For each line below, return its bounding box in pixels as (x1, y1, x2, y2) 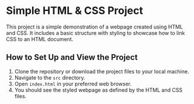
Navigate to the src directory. (14, 74, 86, 81)
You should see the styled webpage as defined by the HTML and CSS (14, 86, 183, 94)
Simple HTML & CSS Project (6, 4, 143, 17)
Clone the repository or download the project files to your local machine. (14, 68, 189, 75)
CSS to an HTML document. (6, 35, 74, 42)
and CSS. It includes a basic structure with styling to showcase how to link (6, 29, 185, 36)
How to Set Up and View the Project (6, 52, 138, 62)
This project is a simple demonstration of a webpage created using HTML (6, 23, 183, 30)
